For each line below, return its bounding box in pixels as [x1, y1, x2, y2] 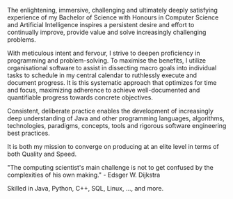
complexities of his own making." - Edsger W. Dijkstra [7, 170, 161, 179]
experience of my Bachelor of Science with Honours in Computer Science [7, 13, 219, 22]
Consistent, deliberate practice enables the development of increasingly [7, 107, 214, 115]
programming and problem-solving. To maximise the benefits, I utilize [7, 56, 207, 65]
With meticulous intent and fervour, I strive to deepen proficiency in [7, 49, 200, 57]
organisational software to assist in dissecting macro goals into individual [7, 64, 217, 72]
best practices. [7, 129, 50, 137]
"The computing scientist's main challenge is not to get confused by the [7, 164, 214, 171]
